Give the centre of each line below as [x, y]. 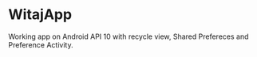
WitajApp [40, 15]
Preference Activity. [41, 44]
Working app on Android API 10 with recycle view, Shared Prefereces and [128, 36]
